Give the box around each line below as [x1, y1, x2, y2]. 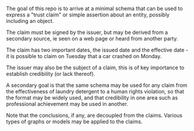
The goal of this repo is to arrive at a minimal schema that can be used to [6, 5, 183, 12]
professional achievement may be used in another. [6, 100, 128, 108]
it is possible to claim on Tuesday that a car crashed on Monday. [6, 53, 162, 59]
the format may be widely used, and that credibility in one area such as [6, 94, 178, 101]
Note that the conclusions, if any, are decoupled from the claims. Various [6, 112, 183, 119]
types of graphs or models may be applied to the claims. [6, 118, 143, 125]
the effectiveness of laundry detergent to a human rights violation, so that [6, 88, 185, 95]
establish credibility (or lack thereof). [6, 70, 95, 77]
